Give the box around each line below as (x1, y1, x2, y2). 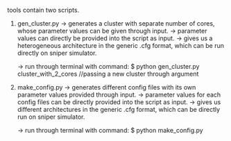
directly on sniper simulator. (17, 49, 97, 57)
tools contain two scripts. (7, 6, 80, 14)
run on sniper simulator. (17, 113, 85, 121)
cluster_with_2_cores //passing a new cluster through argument (17, 69, 199, 78)
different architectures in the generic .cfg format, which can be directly (17, 106, 221, 113)
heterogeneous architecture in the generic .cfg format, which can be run (17, 42, 224, 49)
